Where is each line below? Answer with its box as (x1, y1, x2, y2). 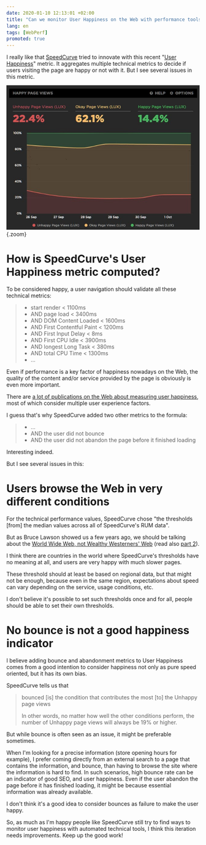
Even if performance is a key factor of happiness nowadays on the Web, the (6, 367, 198, 375)
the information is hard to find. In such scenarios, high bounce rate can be (6, 768, 194, 776)
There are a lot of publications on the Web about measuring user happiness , (6, 393, 199, 400)
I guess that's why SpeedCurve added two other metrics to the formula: (6, 411, 188, 419)
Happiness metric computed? (6, 265, 161, 279)
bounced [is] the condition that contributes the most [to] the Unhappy (21, 693, 198, 701)
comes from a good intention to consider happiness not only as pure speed (6, 663, 196, 670)
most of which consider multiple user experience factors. (6, 399, 151, 407)
